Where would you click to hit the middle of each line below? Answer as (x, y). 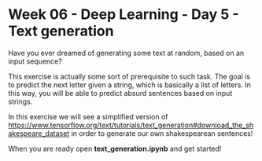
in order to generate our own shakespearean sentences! (162, 133)
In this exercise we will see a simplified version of (88, 116)
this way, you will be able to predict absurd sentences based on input (120, 93)
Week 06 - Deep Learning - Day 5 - (124, 15)
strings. (20, 101)
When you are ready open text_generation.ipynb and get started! (115, 148)
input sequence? (35, 61)
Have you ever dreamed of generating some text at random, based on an (126, 53)
